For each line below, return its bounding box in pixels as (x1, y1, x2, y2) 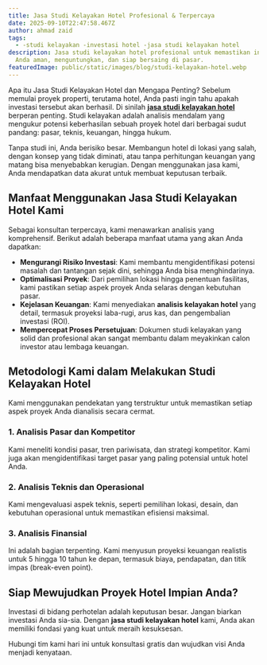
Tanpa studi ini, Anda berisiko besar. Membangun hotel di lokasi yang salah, (8, 142, 257, 152)
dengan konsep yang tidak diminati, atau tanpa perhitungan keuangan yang (8, 151, 256, 161)
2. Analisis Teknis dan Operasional (8, 481, 145, 492)
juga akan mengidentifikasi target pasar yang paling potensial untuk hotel (8, 453, 249, 462)
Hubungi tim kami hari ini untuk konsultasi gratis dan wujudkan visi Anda (8, 640, 246, 649)
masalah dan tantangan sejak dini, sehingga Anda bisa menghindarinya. (19, 266, 255, 275)
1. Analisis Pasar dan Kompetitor (8, 426, 136, 437)
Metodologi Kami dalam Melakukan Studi (8, 364, 216, 378)
